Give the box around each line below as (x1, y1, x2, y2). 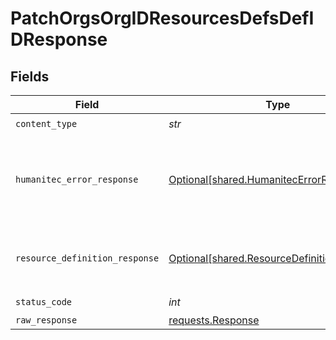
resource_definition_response (15, 253, 160, 264)
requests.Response (168, 313, 260, 327)
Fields (10, 68, 50, 85)
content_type (15, 118, 78, 129)
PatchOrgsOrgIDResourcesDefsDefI (10, 7, 315, 30)
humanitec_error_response (15, 174, 139, 185)
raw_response (15, 315, 78, 326)
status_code (15, 296, 73, 307)
